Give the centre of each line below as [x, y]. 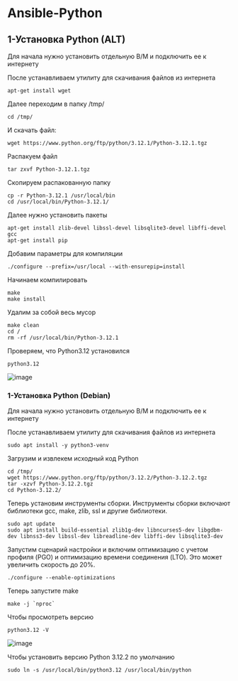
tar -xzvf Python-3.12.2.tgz [50, 484]
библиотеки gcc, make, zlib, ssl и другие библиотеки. [87, 511]
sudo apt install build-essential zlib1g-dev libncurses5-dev [101, 530]
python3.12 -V [28, 631]
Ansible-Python [55, 13]
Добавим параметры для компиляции [65, 253]
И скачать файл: [32, 130]
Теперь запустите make [43, 591]
